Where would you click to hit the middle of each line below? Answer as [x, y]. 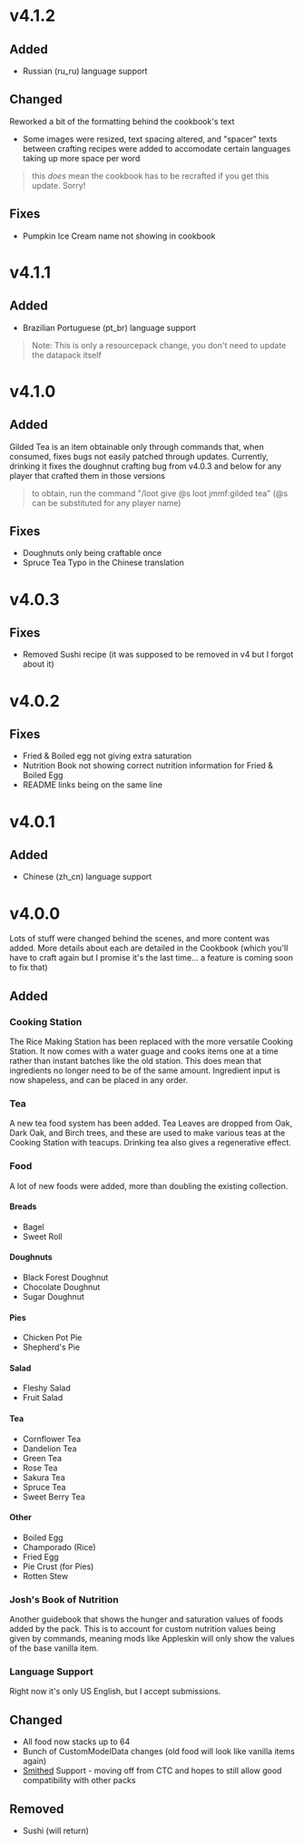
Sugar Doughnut [53, 1297]
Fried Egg [40, 1556]
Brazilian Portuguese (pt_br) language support [109, 327]
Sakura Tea [44, 1477]
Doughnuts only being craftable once [92, 553]
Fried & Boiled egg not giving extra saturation [107, 756]
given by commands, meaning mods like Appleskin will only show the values [152, 1639]
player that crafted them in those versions [88, 475]
